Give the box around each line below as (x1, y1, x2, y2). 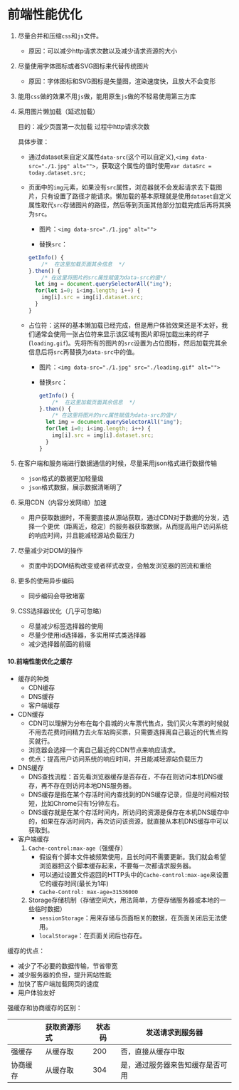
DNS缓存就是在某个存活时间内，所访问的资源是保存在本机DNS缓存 (28, 808, 223, 816)
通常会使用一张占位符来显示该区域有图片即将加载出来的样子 (34, 329, 210, 338)
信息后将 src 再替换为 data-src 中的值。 (28, 347, 139, 356)
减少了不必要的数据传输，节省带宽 (17, 961, 118, 970)
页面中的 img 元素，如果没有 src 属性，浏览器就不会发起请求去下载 (28, 182, 216, 191)
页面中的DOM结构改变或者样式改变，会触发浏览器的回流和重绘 (28, 561, 212, 570)
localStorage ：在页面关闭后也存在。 (38, 931, 147, 940)
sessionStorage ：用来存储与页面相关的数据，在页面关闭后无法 (38, 913, 221, 922)
